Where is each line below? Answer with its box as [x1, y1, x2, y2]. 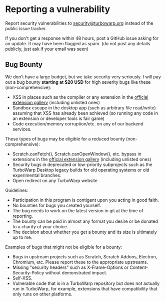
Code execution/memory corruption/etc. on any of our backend [12, 120, 143, 126]
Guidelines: [5, 187, 28, 193]
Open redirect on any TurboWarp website [12, 177, 97, 184]
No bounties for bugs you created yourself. [12, 202, 101, 208]
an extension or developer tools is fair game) [12, 115, 105, 121]
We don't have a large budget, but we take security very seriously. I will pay [5, 74, 161, 80]
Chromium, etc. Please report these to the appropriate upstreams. [12, 259, 148, 265]
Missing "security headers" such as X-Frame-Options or [12, 264, 129, 270]
